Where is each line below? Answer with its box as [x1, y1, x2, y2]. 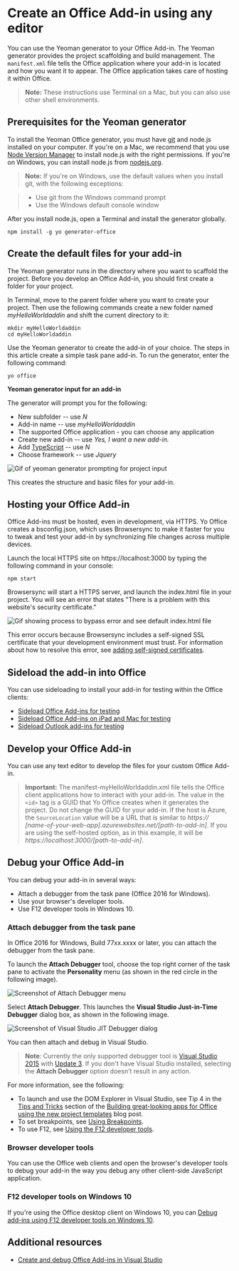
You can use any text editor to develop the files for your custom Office [7, 762, 213, 770]
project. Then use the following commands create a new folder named [7, 303, 213, 312]
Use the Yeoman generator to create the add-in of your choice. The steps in [7, 343, 230, 352]
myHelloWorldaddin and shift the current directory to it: [7, 310, 169, 319]
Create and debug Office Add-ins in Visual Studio [17, 1255, 163, 1264]
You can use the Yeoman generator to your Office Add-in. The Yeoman [7, 44, 215, 52]
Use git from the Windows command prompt [35, 193, 166, 201]
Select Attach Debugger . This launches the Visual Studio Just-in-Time [7, 1003, 218, 1011]
